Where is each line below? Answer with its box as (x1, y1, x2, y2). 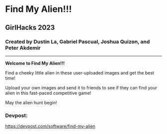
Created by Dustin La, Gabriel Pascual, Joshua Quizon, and (5, 38, 150, 45)
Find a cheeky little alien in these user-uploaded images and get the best (5, 69, 154, 75)
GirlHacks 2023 (5, 23, 55, 32)
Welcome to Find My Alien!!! (5, 60, 65, 66)
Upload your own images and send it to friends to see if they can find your (5, 84, 158, 90)
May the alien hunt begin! (5, 99, 57, 105)
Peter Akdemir (5, 44, 41, 51)
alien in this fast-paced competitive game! (5, 90, 91, 96)
